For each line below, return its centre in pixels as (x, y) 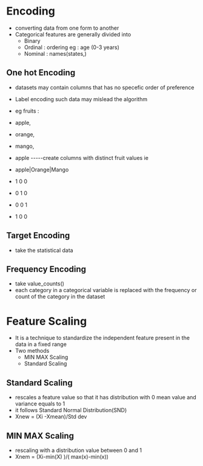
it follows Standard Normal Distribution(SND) (71, 410)
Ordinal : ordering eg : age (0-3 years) (72, 47)
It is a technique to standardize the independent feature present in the (102, 338)
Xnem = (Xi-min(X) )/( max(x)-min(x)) (62, 456)
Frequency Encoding (46, 269)
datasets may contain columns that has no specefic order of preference (105, 87)
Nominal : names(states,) (55, 53)
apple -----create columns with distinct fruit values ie (82, 158)
